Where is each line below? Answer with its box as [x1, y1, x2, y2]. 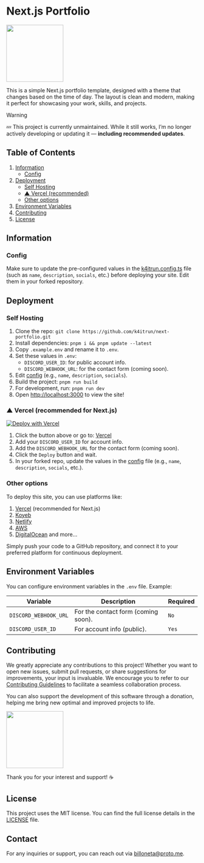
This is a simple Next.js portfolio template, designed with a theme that [6, 86, 181, 94]
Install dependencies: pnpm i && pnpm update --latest [15, 339, 152, 347]
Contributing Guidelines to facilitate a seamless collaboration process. [6, 681, 182, 688]
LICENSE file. [6, 816, 39, 823]
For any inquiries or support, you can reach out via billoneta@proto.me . [6, 850, 185, 857]
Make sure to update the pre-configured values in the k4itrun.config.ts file [6, 265, 192, 272]
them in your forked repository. [6, 278, 84, 285]
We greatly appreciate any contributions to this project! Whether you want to [6, 661, 198, 669]
